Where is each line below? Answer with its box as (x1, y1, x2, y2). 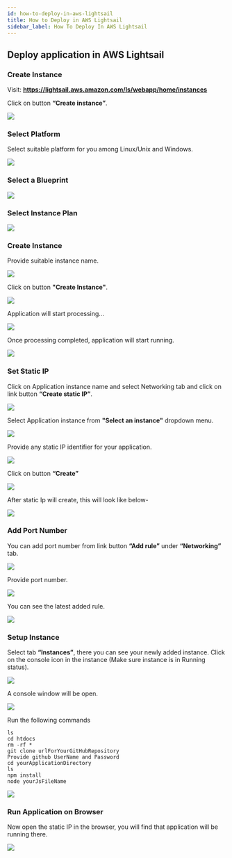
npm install (7, 772, 42, 779)
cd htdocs (7, 736, 36, 743)
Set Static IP (7, 366, 49, 376)
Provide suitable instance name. (7, 256, 99, 265)
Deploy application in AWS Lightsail (7, 49, 165, 60)
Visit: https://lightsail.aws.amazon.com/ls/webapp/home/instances (7, 85, 208, 94)
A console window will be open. (7, 689, 99, 698)
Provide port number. (7, 575, 68, 584)
